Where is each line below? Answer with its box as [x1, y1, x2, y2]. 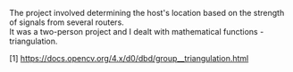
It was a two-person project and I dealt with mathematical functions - [9, 27, 264, 36]
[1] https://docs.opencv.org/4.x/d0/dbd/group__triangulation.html [9, 53, 249, 63]
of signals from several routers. [9, 17, 125, 28]
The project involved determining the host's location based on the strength [9, 8, 285, 18]
